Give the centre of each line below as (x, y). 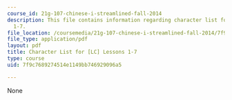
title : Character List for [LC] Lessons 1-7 (72, 52)
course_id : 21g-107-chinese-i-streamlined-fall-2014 (85, 13)
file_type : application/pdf (48, 39)
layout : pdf (24, 46)
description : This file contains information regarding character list (112, 20)
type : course (26, 59)
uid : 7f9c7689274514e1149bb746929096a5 (65, 65)
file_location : (29, 33)
